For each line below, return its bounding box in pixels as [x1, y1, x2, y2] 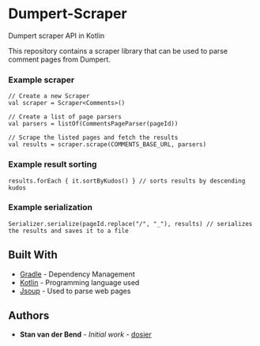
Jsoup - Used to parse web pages [19, 286, 131, 295]
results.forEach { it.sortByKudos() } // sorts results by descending [8, 177, 246, 185]
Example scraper [8, 74, 75, 85]
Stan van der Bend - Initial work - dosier [19, 329, 153, 340]
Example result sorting [8, 159, 97, 170]
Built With [8, 248, 58, 261]
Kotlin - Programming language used [19, 277, 140, 287]
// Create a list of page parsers [8, 113, 122, 121]
